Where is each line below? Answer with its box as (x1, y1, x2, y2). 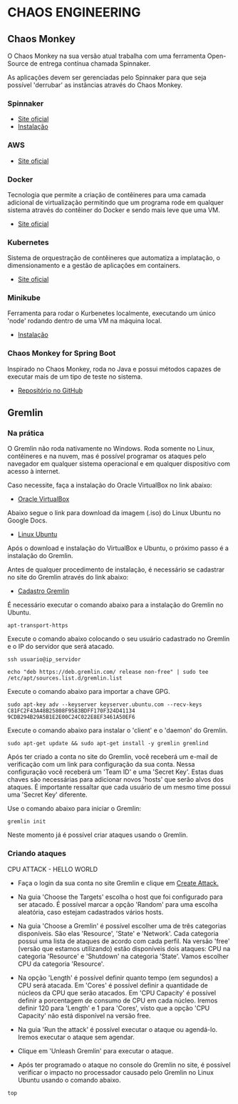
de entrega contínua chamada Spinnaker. (29, 59, 151, 68)
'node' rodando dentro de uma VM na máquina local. (7, 317, 162, 325)
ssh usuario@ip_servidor (7, 656, 81, 663)
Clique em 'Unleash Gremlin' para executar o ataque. (17, 1046, 173, 1055)
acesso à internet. (7, 467, 61, 476)
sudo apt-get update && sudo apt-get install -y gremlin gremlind (7, 740, 209, 747)
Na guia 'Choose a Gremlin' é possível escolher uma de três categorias (17, 921, 227, 930)
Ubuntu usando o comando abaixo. (17, 1075, 121, 1084)
